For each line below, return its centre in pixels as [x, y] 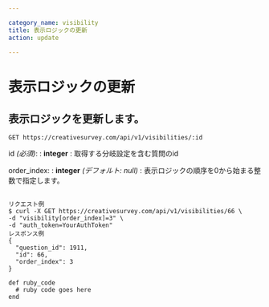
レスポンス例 [26, 234]
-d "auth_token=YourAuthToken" [61, 225]
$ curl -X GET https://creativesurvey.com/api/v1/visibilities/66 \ [125, 212]
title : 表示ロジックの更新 [48, 30]
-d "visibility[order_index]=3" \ [66, 218]
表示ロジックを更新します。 [76, 118]
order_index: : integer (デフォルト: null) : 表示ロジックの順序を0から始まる [131, 171]
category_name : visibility [53, 22]
